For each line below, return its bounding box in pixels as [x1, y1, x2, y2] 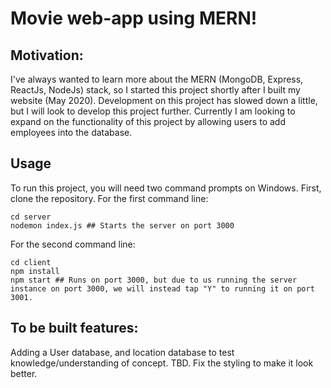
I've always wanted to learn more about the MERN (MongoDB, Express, [10, 73, 304, 85]
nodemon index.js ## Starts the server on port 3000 [10, 220, 235, 231]
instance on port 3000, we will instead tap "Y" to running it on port [10, 283, 315, 294]
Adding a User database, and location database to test [10, 346, 235, 358]
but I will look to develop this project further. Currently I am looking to [10, 105, 296, 117]
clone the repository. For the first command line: [10, 192, 209, 204]
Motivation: [10, 47, 84, 64]
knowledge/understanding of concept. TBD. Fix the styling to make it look [10, 357, 314, 369]
